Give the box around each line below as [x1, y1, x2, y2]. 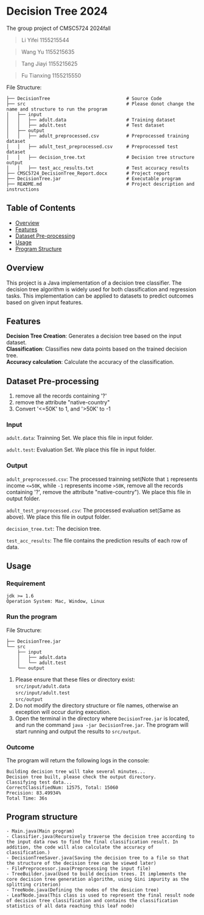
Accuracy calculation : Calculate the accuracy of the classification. [6, 359, 175, 366]
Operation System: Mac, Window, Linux [6, 599, 105, 605]
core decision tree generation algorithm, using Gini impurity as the [6, 876, 189, 882]
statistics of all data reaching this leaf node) [6, 903, 135, 909]
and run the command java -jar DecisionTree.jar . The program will [15, 721, 189, 728]
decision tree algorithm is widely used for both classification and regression [6, 285, 197, 293]
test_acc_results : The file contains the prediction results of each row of [6, 536, 188, 544]
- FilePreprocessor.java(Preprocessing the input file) [6, 866, 151, 872]
